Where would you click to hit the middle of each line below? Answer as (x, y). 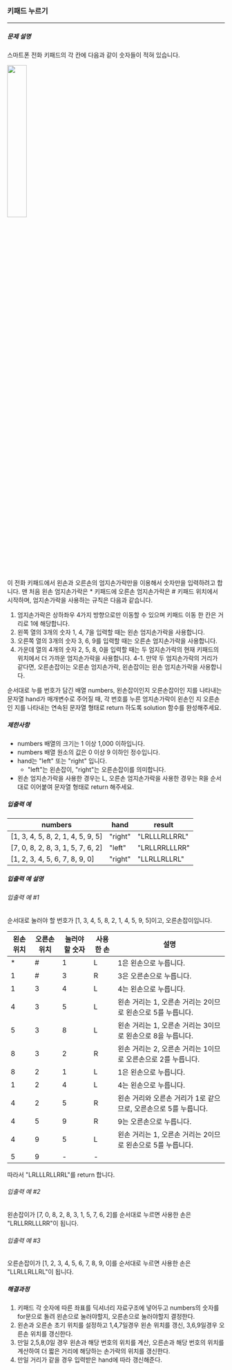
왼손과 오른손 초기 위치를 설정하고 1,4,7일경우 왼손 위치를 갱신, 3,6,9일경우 (117, 1325)
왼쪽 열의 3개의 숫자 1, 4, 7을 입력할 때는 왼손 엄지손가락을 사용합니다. (111, 632)
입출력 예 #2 (24, 1192)
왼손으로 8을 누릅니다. (159, 1036)
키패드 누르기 (28, 10)
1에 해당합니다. (50, 624)
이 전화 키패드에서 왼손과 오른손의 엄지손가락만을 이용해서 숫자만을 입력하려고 (112, 583)
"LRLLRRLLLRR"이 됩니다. (43, 1223)
